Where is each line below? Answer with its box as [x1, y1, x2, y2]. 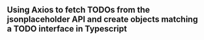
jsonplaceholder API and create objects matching [7, 15, 199, 25]
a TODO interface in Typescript [7, 24, 127, 34]
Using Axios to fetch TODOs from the [7, 5, 150, 15]
